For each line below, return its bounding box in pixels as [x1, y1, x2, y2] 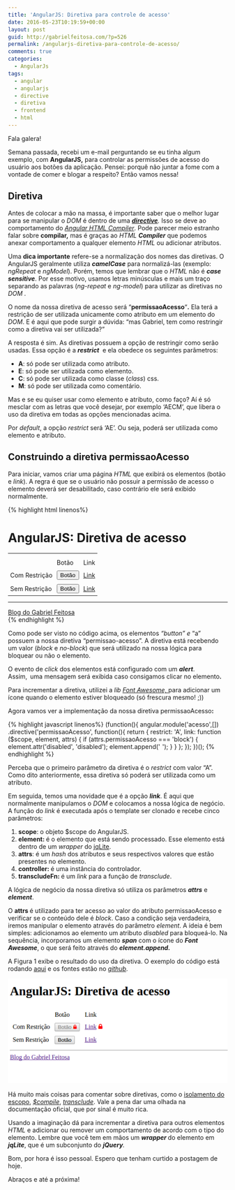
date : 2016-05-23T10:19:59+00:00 [8, 18, 105, 26]
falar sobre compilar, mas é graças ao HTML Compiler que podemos [8, 231, 207, 239]
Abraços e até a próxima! [8, 1175, 80, 1183]
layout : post [8, 26, 46, 33]
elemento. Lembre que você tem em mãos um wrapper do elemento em [8, 1133, 215, 1141]
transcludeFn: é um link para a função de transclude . [17, 872, 172, 881]
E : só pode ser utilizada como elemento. [17, 366, 134, 375]
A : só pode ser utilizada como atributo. [17, 359, 130, 368]
